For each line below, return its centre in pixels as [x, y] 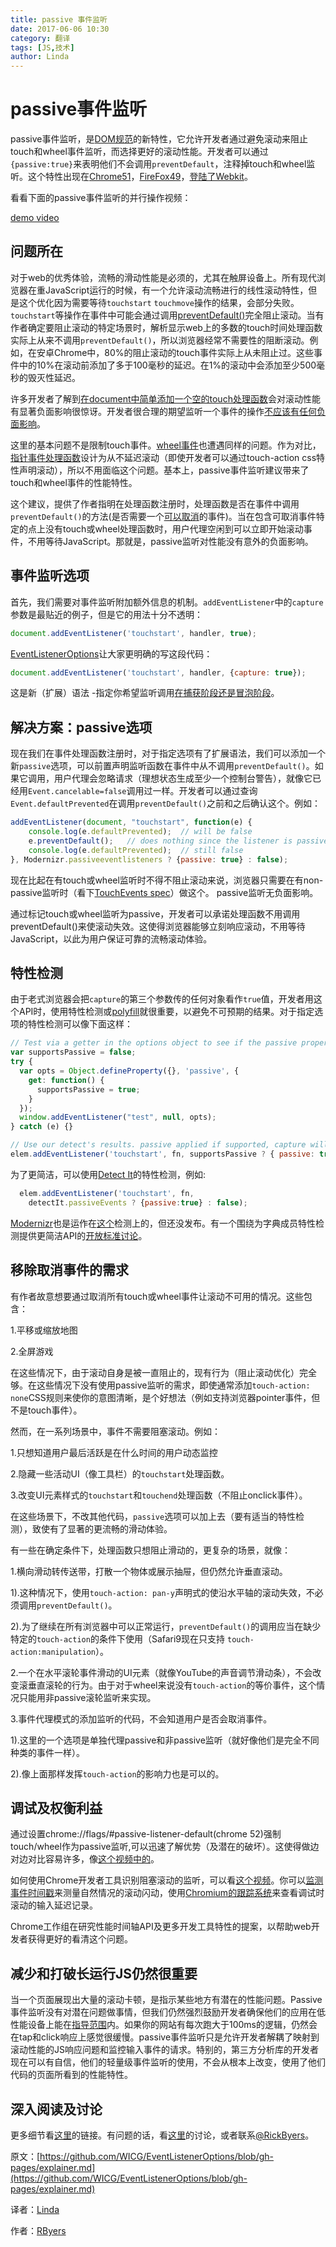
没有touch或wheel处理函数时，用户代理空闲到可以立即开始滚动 [174, 528]
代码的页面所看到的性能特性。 [71, 2075]
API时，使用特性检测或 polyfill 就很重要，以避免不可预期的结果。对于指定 [166, 1012]
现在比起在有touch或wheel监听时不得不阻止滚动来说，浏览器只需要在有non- [167, 880]
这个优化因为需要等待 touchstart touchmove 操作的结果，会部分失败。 [159, 302]
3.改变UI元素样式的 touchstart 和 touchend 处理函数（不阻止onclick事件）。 [159, 1495]
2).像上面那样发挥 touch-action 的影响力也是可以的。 [117, 1773]
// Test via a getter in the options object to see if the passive [154, 1043]
